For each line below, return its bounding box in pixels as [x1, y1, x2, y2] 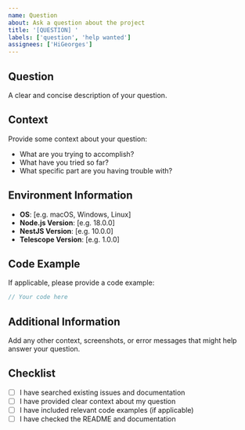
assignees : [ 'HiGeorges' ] [8, 41, 92, 49]
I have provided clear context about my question [19, 396, 176, 406]
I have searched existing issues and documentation [19, 388, 186, 397]
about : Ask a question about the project [8, 19, 146, 27]
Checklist [8, 366, 56, 381]
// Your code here [8, 293, 68, 301]
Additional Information [8, 315, 121, 328]
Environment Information [8, 189, 133, 202]
